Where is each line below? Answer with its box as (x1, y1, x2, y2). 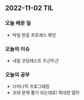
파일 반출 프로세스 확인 (12, 32, 56, 38)
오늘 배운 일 (5, 20, 31, 27)
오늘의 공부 (5, 71, 30, 78)
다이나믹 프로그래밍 (12, 84, 50, 90)
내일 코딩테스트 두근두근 (12, 57, 59, 63)
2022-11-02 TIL (5, 4, 53, 12)
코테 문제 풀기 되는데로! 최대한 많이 (12, 90, 80, 96)
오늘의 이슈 (5, 46, 30, 52)
